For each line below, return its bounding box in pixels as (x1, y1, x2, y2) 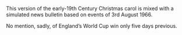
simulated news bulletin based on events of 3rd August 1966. (6, 11, 153, 18)
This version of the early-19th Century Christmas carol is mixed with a (6, 5, 174, 12)
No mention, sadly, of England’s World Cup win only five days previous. (6, 23, 177, 29)
